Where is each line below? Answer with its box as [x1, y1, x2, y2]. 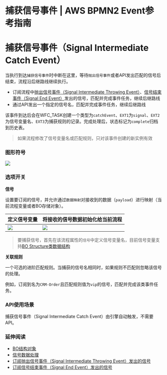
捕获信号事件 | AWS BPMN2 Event [5, 5, 146, 16]
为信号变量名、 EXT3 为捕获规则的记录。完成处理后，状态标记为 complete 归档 [5, 118, 158, 124]
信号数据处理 [12, 352, 39, 358]
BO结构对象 [12, 346, 36, 352]
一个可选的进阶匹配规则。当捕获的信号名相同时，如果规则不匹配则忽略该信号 [5, 264, 162, 270]
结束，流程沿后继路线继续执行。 [5, 78, 71, 84]
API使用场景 [5, 301, 34, 308]
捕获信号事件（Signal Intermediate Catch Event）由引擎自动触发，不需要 [5, 314, 154, 320]
